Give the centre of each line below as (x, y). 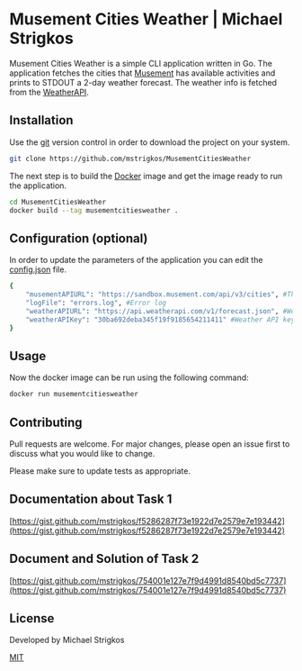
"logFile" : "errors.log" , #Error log (96, 303)
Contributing (46, 422)
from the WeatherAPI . (49, 92)
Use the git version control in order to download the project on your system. (150, 142)
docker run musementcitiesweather (74, 394)
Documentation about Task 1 (91, 499)
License (32, 618)
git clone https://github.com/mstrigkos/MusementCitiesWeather (130, 159)
